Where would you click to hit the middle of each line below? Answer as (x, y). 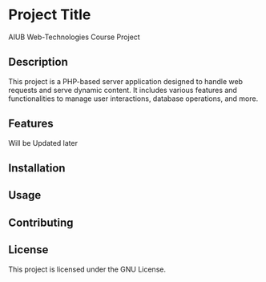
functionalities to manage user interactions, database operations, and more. (133, 99)
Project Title (50, 15)
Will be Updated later (43, 143)
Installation (37, 168)
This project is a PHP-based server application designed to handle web (125, 81)
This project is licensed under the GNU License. (87, 269)
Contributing (41, 222)
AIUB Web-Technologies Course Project (74, 37)
